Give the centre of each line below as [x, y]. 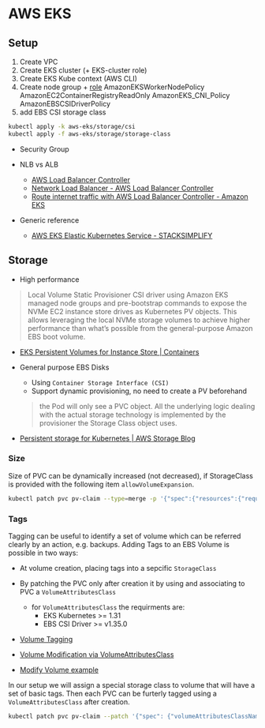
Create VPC [39, 62]
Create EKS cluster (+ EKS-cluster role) [83, 70]
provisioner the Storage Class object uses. [108, 422]
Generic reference [49, 220]
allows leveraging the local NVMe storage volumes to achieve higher [139, 320]
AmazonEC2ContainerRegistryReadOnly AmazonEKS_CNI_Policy [125, 95]
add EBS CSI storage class [63, 112]
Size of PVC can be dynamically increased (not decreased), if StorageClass [131, 475]
